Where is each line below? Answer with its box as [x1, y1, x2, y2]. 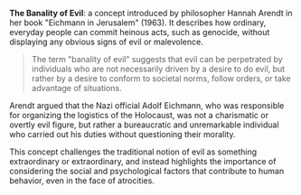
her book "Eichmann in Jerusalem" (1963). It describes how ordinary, [9, 17, 267, 28]
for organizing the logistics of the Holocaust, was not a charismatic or [9, 110, 269, 120]
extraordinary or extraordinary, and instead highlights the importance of [9, 156, 277, 166]
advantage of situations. [31, 83, 122, 93]
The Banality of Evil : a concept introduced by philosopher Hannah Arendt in [9, 8, 293, 18]
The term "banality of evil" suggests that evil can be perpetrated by [31, 54, 283, 64]
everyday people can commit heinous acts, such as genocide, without [9, 27, 270, 37]
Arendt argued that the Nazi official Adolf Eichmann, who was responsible [9, 100, 285, 111]
